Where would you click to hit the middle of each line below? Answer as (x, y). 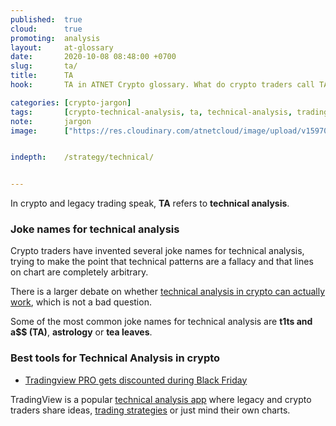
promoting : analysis (55, 38)
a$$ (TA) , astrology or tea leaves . (81, 332)
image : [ (40, 131)
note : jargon (51, 121)
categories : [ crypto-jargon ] (71, 102)
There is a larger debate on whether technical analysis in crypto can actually (168, 292)
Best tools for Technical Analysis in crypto (115, 358)
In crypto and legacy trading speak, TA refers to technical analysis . (150, 203)
